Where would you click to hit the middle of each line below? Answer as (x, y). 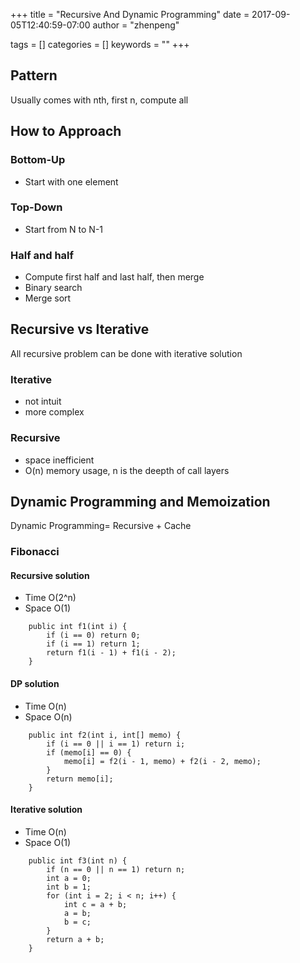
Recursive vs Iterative (80, 329)
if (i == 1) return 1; (93, 644)
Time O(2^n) (50, 598)
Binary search (53, 288)
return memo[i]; (80, 779)
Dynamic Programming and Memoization (140, 501)
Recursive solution (50, 575)
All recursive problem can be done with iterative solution (126, 353)
